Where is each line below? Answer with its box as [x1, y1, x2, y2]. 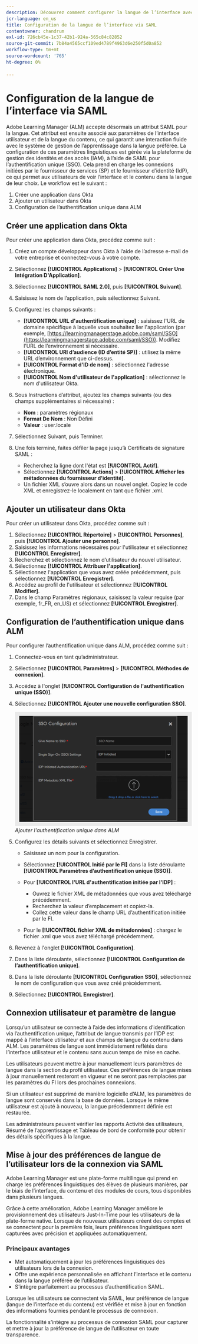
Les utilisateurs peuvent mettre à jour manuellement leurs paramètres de [6, 1060, 183, 1067]
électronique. [23, 368, 56, 375]
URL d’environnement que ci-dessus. [23, 355, 114, 362]
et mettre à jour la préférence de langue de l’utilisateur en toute [6, 1325, 159, 1332]
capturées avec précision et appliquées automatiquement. [6, 1230, 147, 1237]
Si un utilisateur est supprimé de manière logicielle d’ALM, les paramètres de [6, 1090, 192, 1097]
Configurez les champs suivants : [14, 306, 96, 313]
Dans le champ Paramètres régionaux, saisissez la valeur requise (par [14, 594, 184, 601]
